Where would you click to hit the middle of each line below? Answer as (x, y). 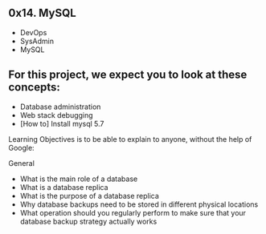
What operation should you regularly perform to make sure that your (133, 212)
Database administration (60, 107)
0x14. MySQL (42, 13)
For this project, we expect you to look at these (128, 75)
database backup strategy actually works (88, 221)
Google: (21, 147)
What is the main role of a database (79, 179)
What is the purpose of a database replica (89, 196)
